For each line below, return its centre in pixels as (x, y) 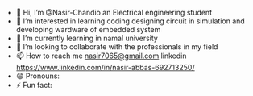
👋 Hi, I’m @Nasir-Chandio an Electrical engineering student (114, 13)
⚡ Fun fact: (34, 85)
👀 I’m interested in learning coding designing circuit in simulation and (131, 21)
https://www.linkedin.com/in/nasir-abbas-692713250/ (105, 67)
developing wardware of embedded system (88, 29)
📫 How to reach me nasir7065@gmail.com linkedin (101, 56)
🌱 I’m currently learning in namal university (87, 38)
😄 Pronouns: (38, 76)
